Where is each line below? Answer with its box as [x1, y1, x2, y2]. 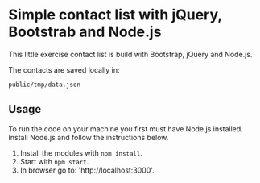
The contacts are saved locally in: [8, 64, 120, 74]
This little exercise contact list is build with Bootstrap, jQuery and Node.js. [8, 49, 253, 59]
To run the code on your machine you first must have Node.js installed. [8, 123, 243, 134]
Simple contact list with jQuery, [8, 6, 223, 24]
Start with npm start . [19, 156, 89, 166]
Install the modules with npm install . [19, 148, 143, 158]
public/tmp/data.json [8, 81, 81, 89]
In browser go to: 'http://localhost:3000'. [19, 165, 155, 175]
